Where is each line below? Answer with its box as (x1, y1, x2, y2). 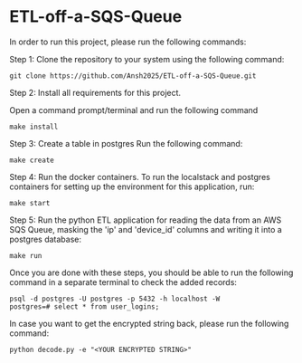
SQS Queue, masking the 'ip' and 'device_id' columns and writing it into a (9, 224, 282, 234)
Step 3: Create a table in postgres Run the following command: (9, 138, 243, 148)
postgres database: (9, 234, 82, 244)
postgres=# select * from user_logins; (9, 301, 160, 311)
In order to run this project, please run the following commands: (9, 36, 247, 47)
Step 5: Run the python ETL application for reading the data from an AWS (9, 215, 282, 225)
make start (9, 198, 51, 207)
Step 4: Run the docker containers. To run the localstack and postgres (9, 171, 271, 182)
